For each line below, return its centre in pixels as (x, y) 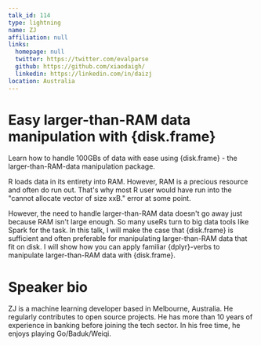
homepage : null (40, 52)
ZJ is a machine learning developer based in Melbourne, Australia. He (121, 309)
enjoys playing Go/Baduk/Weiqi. (60, 333)
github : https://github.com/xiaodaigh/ (80, 67)
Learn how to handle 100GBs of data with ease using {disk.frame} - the (123, 158)
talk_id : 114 (29, 15)
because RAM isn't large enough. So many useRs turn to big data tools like (129, 222)
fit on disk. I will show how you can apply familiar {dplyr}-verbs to (114, 247)
